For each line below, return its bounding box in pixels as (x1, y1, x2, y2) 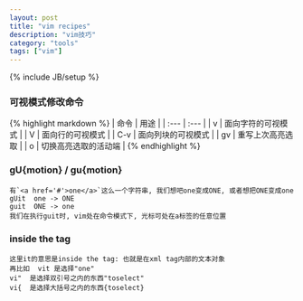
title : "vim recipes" (9, 22, 91, 31)
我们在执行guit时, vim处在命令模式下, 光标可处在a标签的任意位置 (9, 212, 227, 221)
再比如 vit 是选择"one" (9, 264, 95, 274)
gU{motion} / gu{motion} (9, 164, 123, 176)
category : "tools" (9, 38, 79, 48)
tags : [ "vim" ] (9, 47, 63, 56)
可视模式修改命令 (9, 96, 84, 108)
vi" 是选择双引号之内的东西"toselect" (9, 274, 145, 283)
